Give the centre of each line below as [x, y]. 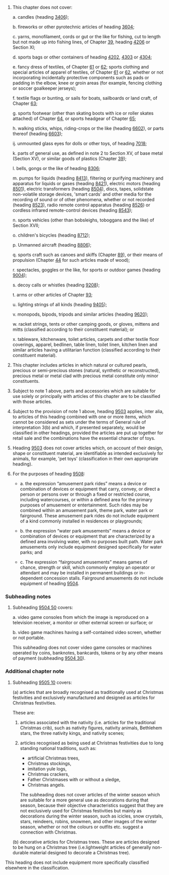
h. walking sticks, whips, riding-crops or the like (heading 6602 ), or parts [88, 128]
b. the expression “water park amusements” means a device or [85, 531]
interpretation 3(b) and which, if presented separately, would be [78, 427]
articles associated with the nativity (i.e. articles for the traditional [88, 722]
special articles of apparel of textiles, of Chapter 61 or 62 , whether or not [88, 72]
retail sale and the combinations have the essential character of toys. [84, 438]
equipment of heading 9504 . [50, 584]
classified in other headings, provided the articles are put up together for [88, 433]
